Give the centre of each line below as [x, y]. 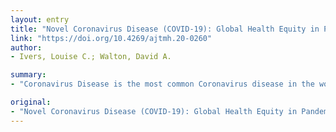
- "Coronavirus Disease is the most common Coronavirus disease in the [162, 84]
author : [26, 47]
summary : [28, 75]
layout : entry [40, 19]
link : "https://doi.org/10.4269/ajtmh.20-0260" [111, 38]
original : [31, 102]
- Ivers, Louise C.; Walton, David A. [91, 57]
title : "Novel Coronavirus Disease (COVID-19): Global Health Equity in [165, 29]
